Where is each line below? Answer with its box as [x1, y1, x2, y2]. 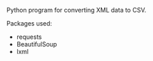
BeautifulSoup [16, 40, 57, 48]
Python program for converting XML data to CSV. [6, 6, 147, 14]
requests [16, 33, 42, 41]
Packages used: [6, 19, 53, 27]
